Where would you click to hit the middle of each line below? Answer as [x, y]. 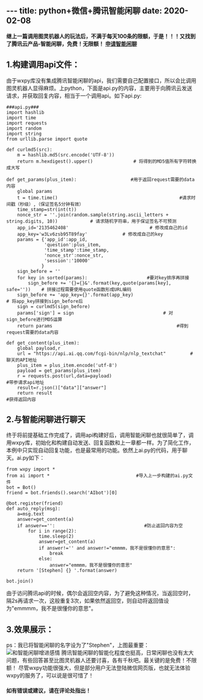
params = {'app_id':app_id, [52, 239]
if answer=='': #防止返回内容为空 [100, 526]
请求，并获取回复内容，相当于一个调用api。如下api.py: [74, 95]
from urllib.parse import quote [47, 139]
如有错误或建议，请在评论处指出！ [49, 690]
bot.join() [20, 581]
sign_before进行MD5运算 [34, 319]
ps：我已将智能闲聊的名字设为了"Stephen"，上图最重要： [78, 645]
